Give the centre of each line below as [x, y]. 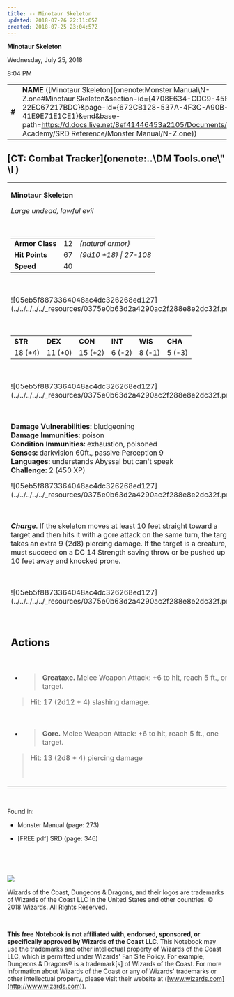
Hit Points [31, 255]
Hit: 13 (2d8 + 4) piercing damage [86, 757]
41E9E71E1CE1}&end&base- [71, 116]
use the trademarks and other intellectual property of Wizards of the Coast [114, 949]
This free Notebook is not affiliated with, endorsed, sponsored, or [104, 934]
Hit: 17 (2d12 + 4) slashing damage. [90, 701]
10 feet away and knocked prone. [66, 561]
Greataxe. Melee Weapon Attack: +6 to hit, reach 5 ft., [131, 677]
